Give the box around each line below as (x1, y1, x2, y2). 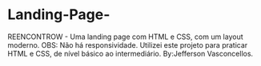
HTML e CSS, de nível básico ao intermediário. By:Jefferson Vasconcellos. (7, 49, 254, 58)
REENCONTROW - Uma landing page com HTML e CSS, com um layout (7, 32, 243, 41)
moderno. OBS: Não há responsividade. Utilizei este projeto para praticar (7, 40, 248, 49)
